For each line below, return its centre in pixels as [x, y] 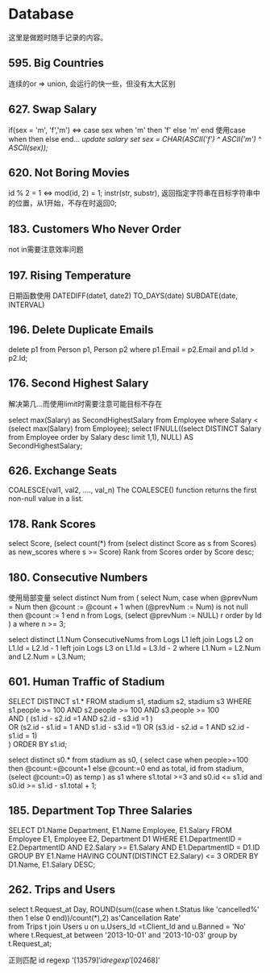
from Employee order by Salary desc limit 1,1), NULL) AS [101, 437]
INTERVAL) [27, 304]
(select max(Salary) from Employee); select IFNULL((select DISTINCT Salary [135, 429]
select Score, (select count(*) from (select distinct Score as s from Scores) [133, 544]
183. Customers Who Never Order [95, 229]
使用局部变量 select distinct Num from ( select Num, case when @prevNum [133, 598]
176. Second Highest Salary [79, 383]
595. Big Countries [56, 63]
